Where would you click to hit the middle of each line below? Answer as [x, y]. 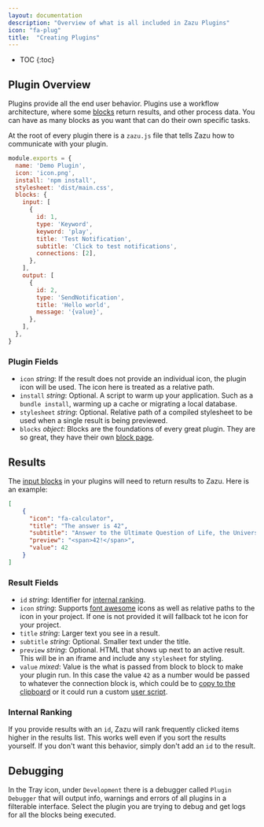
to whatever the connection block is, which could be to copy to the [127, 684]
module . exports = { [40, 158]
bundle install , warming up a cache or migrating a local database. [128, 404]
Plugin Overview [49, 85]
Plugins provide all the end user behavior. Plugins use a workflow [114, 104]
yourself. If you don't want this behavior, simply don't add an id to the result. [132, 746]
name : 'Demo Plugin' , [51, 165]
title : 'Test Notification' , [84, 239]
